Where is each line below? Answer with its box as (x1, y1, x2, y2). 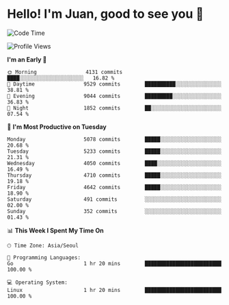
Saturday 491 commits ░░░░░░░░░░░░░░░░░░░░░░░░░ (7, 195, 222, 203)
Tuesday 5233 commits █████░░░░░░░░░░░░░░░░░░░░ (7, 147, 222, 155)
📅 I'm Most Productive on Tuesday (7, 123, 107, 131)
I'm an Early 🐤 (7, 55, 47, 64)
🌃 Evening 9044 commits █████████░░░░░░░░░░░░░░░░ (7, 93, 222, 99)
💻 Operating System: (7, 279, 68, 286)
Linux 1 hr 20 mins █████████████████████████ (7, 286, 222, 293)
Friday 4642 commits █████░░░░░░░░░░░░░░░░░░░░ (7, 184, 222, 191)
